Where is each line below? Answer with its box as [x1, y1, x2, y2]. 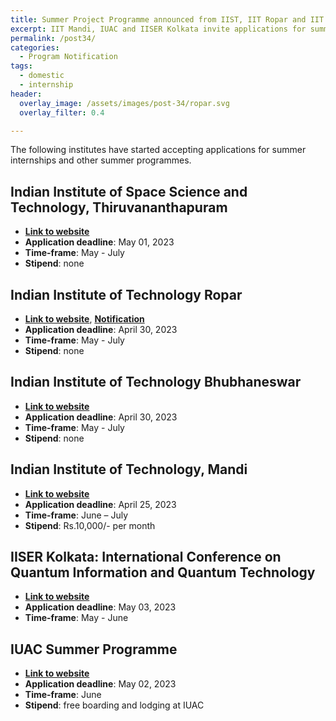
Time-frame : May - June [24, 612, 129, 624]
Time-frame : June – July [24, 509, 129, 521]
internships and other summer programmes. [10, 154, 192, 166]
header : [10, 89, 43, 99]
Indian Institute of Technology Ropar [10, 286, 243, 303]
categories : [10, 42, 60, 53]
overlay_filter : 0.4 [19, 107, 105, 118]
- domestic [19, 71, 65, 81]
